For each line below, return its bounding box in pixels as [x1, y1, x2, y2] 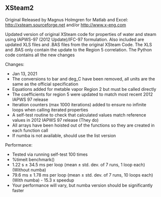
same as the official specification [12, 81, 79, 87]
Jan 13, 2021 [12, 70, 37, 77]
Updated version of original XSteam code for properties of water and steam [5, 31, 157, 37]
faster [12, 187, 24, 193]
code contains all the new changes [5, 52, 75, 58]
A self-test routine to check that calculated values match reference [12, 112, 146, 118]
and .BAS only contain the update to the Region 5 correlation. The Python [5, 47, 152, 52]
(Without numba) [12, 167, 46, 173]
